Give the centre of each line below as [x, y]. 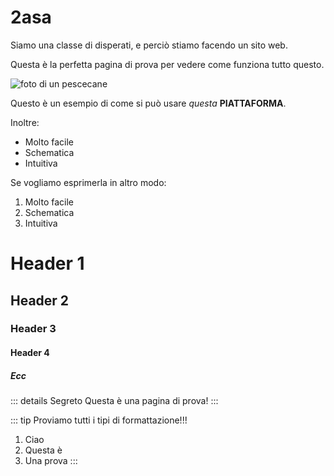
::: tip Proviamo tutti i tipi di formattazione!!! [99, 420]
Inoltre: [25, 122]
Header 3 [33, 329]
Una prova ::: [51, 460]
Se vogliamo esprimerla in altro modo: [88, 182]
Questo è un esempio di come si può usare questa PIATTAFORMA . [148, 103]
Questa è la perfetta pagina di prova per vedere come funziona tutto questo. [167, 64]
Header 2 [40, 300]
